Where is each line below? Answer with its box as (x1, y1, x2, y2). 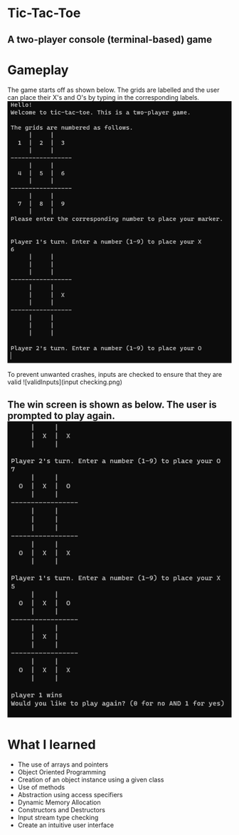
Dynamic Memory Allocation (17, 798, 101, 807)
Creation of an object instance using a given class (17, 775, 164, 784)
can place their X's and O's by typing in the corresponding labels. (7, 93, 200, 101)
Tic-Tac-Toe (7, 5, 81, 21)
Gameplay (7, 62, 69, 78)
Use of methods (17, 782, 65, 792)
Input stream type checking (17, 813, 99, 821)
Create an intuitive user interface (17, 821, 115, 829)
